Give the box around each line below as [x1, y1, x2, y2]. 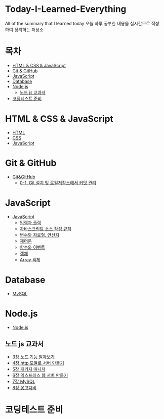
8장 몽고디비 [12, 385, 37, 391]
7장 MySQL [12, 378, 36, 384]
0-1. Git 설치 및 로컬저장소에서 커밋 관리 [19, 180, 96, 186]
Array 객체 [19, 256, 41, 263]
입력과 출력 [19, 219, 41, 226]
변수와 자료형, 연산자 [19, 232, 60, 238]
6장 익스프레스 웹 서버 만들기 [12, 372, 68, 378]
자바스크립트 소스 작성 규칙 [19, 226, 72, 232]
